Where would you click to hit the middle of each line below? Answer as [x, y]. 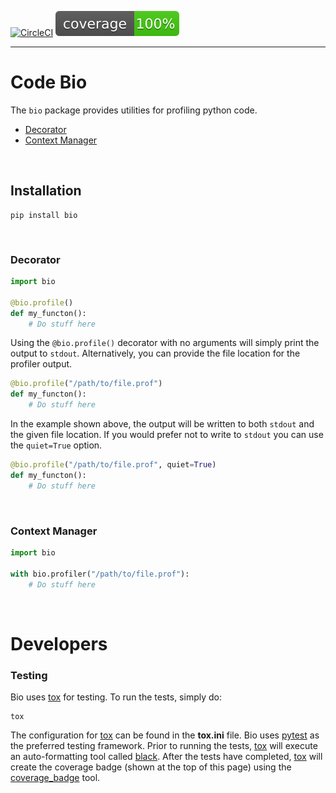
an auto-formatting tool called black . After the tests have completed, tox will [166, 756]
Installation [46, 191]
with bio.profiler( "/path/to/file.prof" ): [100, 574]
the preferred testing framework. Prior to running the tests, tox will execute [164, 745]
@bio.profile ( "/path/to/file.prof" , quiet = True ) [113, 465]
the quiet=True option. [56, 445]
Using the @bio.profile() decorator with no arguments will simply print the [165, 343]
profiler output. [41, 364]
